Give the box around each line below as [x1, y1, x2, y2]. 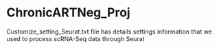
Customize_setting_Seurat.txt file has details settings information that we [6, 27, 212, 36]
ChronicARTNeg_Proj [6, 5, 131, 21]
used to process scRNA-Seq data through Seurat [6, 34, 145, 42]
